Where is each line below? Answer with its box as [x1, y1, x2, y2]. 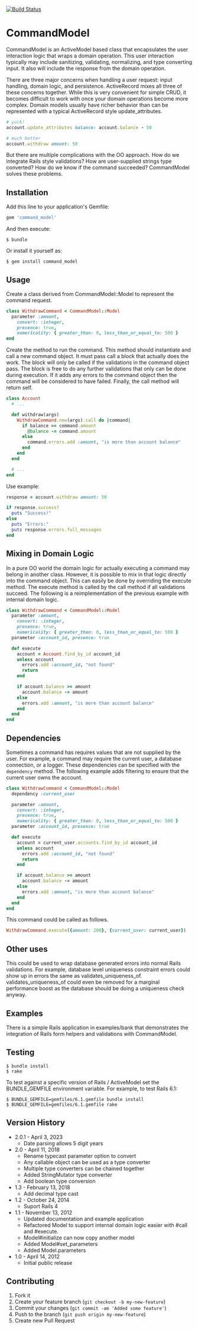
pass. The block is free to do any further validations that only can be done [6, 365, 186, 372]
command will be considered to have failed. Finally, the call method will [6, 378, 179, 385]
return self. [6, 384, 33, 391]
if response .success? [6, 505, 60, 511]
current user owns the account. [6, 774, 83, 781]
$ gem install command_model [6, 259, 78, 265]
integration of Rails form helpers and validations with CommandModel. [6, 1030, 178, 1037]
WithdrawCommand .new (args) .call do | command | [17, 417, 131, 423]
